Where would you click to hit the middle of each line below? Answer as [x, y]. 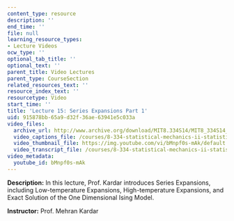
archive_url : [32, 130]
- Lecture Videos [32, 46]
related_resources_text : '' [48, 85]
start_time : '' [29, 105]
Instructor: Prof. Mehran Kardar [53, 211]
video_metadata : [31, 157]
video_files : [26, 124]
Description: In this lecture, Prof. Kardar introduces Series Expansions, [109, 183]
